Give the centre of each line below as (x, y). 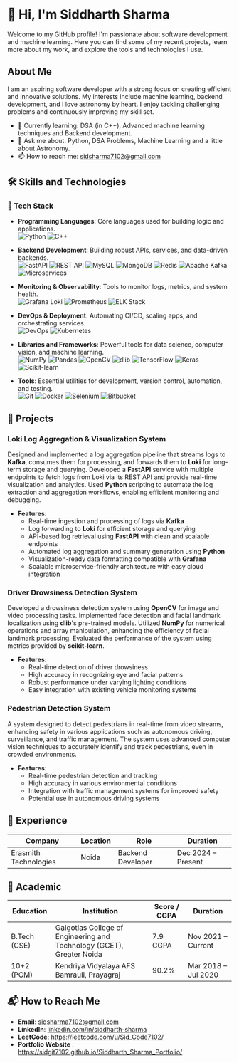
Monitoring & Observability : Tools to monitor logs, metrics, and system (122, 287)
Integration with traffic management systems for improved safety (123, 790)
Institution (101, 911)
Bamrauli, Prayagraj (88, 975)
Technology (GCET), (89, 946)
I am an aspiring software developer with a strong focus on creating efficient (119, 89)
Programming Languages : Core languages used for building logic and (121, 221)
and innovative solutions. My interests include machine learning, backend (115, 96)
